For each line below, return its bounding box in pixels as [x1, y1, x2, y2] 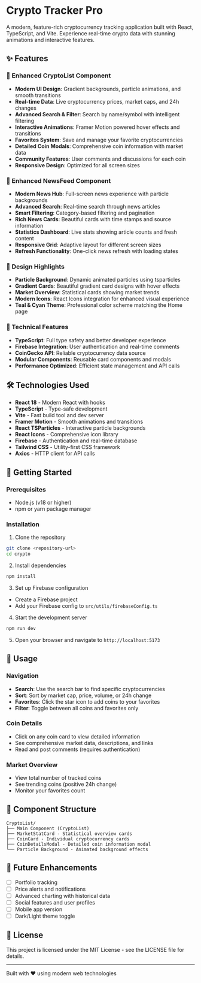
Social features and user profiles [14, 898, 96, 906]
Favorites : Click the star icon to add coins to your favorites [14, 698, 160, 705]
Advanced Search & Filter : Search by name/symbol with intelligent [14, 110, 180, 117]
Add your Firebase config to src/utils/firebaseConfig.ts [14, 602, 158, 609]
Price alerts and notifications [14, 885, 86, 892]
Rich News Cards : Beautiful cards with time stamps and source [14, 215, 172, 222]
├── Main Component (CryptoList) [6, 825, 90, 831]
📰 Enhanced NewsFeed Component [6, 176, 111, 185]
